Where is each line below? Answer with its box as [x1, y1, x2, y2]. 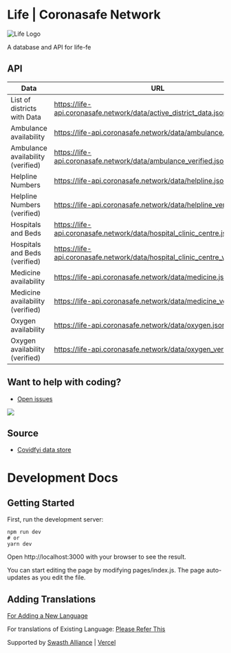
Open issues [16, 394, 53, 403]
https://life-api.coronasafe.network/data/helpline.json [54, 175, 228, 185]
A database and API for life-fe [7, 43, 91, 51]
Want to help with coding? [7, 376, 122, 388]
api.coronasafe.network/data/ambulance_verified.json [54, 156, 228, 165]
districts [10, 103, 37, 113]
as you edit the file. [32, 573, 86, 581]
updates [7, 573, 31, 581]
